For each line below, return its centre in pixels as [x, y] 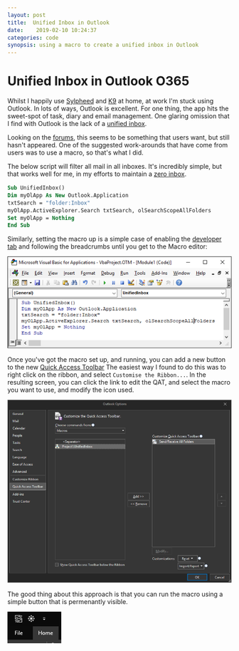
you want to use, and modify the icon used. [71, 390]
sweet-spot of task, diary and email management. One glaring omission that [118, 116]
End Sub [19, 225]
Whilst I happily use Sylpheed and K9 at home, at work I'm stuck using [111, 101]
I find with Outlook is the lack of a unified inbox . [77, 124]
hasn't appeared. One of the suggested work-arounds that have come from [118, 145]
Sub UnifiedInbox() [36, 188]
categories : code [33, 38]
